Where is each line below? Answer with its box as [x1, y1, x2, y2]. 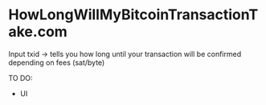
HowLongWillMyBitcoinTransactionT [8, 6, 259, 24]
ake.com [8, 22, 68, 41]
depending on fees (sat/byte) [8, 58, 105, 67]
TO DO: [8, 73, 34, 83]
